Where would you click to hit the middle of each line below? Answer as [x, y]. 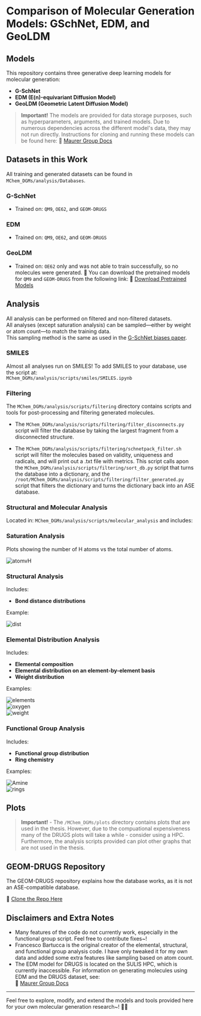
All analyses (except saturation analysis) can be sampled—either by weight [99, 325]
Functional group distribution [52, 753]
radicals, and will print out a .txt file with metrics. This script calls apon [102, 461]
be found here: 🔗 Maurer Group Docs [66, 141]
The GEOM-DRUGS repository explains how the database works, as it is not [99, 881]
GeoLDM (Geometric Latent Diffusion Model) [71, 104]
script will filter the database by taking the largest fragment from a [96, 431]
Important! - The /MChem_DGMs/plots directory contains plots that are [105, 823]
